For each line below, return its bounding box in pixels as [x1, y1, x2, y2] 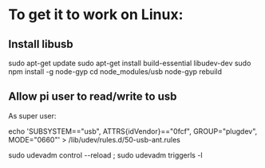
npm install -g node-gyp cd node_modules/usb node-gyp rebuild [8, 67, 222, 76]
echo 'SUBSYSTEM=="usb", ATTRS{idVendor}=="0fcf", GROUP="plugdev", [8, 126, 258, 136]
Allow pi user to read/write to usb [8, 90, 177, 104]
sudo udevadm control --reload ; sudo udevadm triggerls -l [8, 150, 203, 160]
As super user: [8, 111, 57, 120]
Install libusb [8, 37, 73, 51]
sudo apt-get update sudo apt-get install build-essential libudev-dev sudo [8, 58, 251, 68]
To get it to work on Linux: [8, 6, 184, 24]
